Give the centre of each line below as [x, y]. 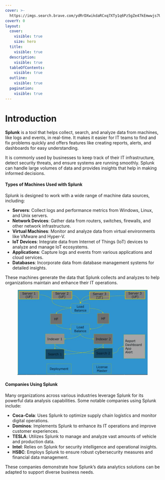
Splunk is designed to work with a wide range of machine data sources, [77, 195]
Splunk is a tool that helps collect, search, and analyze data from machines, [82, 132]
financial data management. [40, 457]
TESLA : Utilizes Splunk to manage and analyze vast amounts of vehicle [84, 437]
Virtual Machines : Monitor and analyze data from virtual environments [84, 231]
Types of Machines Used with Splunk [44, 184]
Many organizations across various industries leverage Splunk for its [74, 395]
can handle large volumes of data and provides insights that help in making [81, 168]
